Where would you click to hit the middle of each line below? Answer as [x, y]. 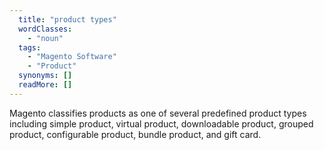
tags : [30, 47]
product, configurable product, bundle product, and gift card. [135, 134]
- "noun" [45, 38]
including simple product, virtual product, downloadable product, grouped [161, 123]
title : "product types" [67, 19]
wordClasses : [45, 29]
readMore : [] [45, 85]
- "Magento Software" [72, 57]
